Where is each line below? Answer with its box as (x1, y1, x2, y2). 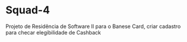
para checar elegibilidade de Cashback (5, 29, 101, 36)
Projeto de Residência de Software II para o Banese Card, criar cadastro (5, 23, 181, 30)
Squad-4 (5, 3, 50, 17)
